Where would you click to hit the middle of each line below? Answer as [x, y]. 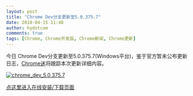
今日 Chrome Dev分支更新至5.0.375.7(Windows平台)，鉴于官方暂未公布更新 [97, 56]
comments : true [24, 33]
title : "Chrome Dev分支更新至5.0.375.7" [53, 17]
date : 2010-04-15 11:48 [35, 22]
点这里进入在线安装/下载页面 [40, 87]
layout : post [22, 11]
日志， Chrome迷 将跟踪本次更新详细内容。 [57, 63]
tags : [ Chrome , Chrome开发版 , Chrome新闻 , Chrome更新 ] [71, 39]
